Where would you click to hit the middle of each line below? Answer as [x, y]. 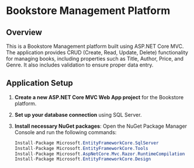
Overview [24, 32]
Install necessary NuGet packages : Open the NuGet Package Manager [101, 126]
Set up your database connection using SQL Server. [78, 114]
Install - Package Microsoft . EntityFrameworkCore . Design [83, 159]
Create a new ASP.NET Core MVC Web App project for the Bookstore [99, 97]
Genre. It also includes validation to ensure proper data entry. [80, 65]
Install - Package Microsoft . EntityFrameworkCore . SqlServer [86, 143]
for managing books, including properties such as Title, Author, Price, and [95, 59]
